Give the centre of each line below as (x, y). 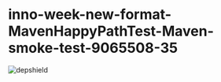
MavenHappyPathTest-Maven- (111, 31)
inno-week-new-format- (90, 15)
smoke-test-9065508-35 (93, 48)
